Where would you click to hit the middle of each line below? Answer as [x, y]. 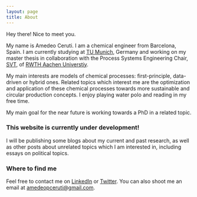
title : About [22, 17]
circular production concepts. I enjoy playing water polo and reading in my [96, 95]
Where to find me [32, 168]
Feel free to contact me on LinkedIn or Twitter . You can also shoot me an [94, 182]
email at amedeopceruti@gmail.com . [51, 188]
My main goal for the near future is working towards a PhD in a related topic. [99, 112]
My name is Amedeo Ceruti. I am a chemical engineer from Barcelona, [91, 46]
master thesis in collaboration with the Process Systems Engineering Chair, [97, 58]
